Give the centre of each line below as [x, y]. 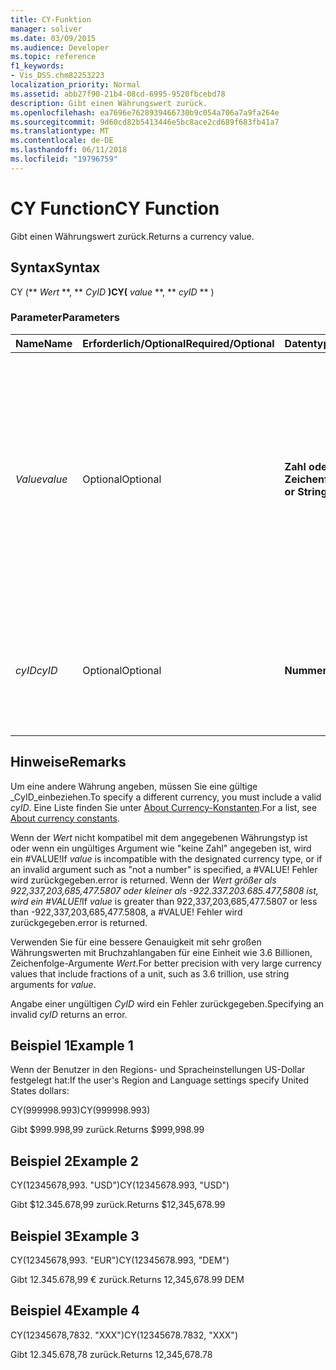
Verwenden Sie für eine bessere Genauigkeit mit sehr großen [136, 942]
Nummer [306, 670]
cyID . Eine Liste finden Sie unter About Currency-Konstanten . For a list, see [164, 807]
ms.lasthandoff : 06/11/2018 [69, 150]
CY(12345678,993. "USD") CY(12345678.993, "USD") [120, 1185]
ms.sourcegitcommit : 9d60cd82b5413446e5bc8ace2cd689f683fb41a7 [145, 122]
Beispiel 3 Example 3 [75, 1236]
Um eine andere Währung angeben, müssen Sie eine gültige [134, 786]
